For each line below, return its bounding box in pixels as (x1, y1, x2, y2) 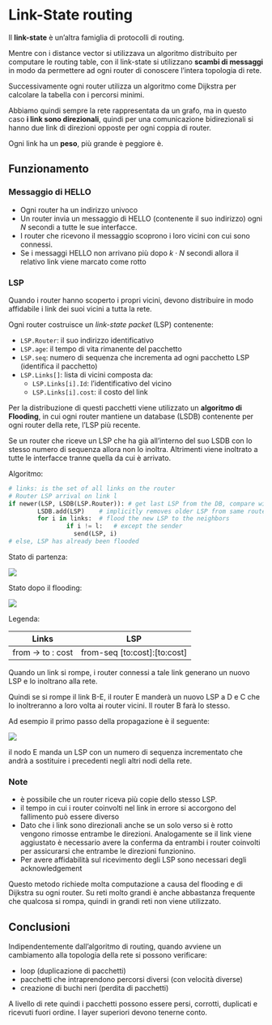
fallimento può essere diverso (19, 812, 120, 821)
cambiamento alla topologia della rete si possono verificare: (8, 950, 208, 960)
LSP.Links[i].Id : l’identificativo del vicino (32, 378, 172, 388)
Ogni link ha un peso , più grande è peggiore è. (8, 138, 164, 148)
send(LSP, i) (73, 530, 117, 538)
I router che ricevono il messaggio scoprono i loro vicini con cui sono (19, 230, 251, 240)
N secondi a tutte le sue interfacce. (19, 222, 138, 232)
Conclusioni (8, 919, 70, 934)
